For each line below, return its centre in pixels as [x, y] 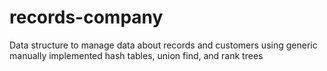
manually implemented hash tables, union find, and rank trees [136, 55]
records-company [86, 17]
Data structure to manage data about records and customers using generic [163, 45]
